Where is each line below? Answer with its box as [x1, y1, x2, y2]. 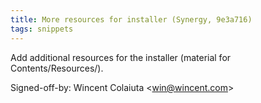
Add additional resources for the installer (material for [10, 51, 232, 63]
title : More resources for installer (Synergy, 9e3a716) [10, 14, 253, 25]
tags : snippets [10, 24, 74, 34]
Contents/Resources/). [10, 62, 104, 74]
